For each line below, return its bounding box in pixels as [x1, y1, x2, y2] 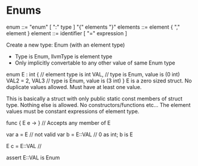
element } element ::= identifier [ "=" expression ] [6, 29, 127, 36]
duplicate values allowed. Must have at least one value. [6, 83, 142, 90]
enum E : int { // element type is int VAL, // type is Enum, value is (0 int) [6, 70, 180, 78]
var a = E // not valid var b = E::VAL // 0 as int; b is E [6, 131, 133, 138]
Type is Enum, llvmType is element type [14, 53, 113, 60]
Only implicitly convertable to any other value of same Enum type [14, 59, 175, 66]
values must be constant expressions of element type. [6, 107, 140, 115]
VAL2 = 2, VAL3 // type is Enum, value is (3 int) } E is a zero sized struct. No [6, 77, 192, 84]
